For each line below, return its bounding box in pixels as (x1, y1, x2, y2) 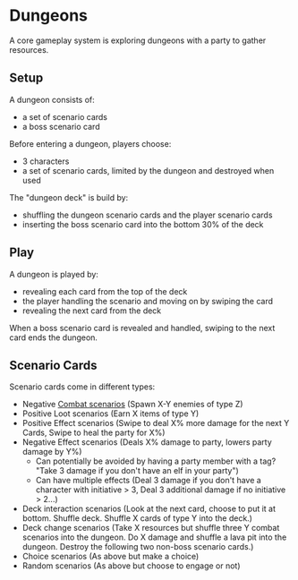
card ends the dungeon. (9, 332, 98, 343)
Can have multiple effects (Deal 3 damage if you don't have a (35, 475, 261, 486)
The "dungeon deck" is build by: (9, 192, 129, 202)
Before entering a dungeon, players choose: (9, 138, 172, 149)
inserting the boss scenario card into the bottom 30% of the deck (21, 218, 264, 229)
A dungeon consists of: (9, 94, 96, 105)
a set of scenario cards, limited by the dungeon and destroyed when (21, 165, 275, 175)
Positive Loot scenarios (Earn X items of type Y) (21, 408, 200, 419)
